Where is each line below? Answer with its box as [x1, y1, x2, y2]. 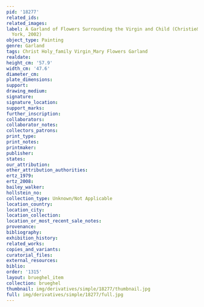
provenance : [6, 224, 36, 230]
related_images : [6, 20, 47, 26]
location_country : [6, 201, 53, 207]
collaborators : [6, 116, 45, 122]
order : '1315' [6, 269, 42, 275]
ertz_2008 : [6, 179, 34, 185]
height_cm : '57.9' [6, 60, 53, 66]
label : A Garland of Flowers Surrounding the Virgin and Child [6, 26, 170, 32]
